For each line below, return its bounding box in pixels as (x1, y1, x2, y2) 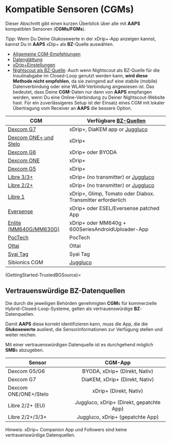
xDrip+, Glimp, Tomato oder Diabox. (69, 190, 155, 197)
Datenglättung (12, 56, 43, 62)
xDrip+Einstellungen (12, 62, 55, 68)
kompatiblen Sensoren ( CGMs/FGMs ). (5, 25, 86, 32)
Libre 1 (8, 193, 25, 200)
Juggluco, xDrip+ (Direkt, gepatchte (74, 399, 161, 406)
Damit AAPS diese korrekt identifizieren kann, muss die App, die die (5, 321, 148, 327)
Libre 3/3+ (8, 173, 33, 180)
